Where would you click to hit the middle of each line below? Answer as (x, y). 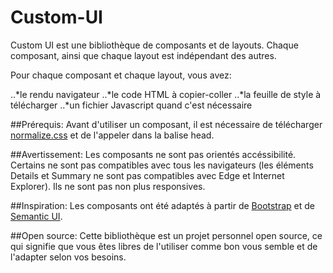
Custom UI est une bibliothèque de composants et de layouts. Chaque (154, 45)
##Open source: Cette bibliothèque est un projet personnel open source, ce (166, 235)
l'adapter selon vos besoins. (68, 257)
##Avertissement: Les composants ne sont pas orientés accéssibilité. (153, 154)
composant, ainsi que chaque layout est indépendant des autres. (143, 55)
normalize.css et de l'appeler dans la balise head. (112, 135)
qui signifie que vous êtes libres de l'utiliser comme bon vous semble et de (164, 246)
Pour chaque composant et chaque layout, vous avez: (121, 75)
